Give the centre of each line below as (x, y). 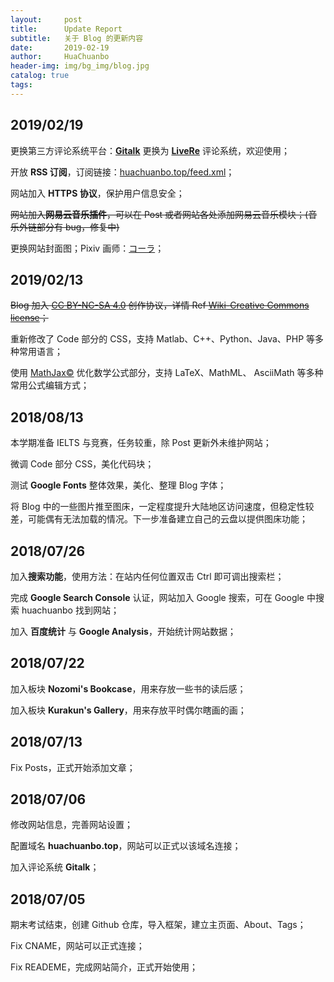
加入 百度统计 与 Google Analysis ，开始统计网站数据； (123, 631)
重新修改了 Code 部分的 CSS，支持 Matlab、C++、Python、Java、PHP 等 (163, 339)
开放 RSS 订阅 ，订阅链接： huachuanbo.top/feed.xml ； (122, 172)
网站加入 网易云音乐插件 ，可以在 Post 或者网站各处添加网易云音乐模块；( (159, 214)
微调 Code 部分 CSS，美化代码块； (82, 464)
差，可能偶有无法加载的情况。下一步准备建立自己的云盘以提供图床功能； (159, 519)
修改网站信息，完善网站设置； (71, 825)
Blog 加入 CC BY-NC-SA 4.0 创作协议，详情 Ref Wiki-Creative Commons (160, 305)
